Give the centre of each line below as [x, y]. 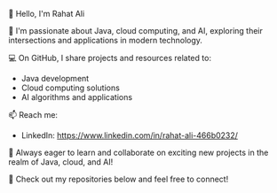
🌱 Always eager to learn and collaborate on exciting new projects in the [138, 152]
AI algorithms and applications [77, 97]
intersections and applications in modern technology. [106, 40]
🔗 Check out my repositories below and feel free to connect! [119, 179]
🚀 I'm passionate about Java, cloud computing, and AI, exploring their [136, 31]
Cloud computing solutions [71, 88]
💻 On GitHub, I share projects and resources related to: [110, 58]
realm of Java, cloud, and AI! [61, 162]
